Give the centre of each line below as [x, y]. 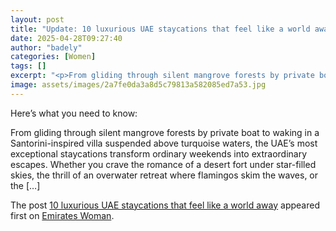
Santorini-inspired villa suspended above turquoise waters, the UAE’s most [164, 143]
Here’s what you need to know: [74, 113]
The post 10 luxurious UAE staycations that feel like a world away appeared [165, 205]
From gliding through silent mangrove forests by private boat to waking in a [165, 132]
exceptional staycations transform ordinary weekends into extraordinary [159, 153]
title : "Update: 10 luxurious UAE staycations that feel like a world [160, 29]
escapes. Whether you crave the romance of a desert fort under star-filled [163, 164]
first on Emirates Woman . [62, 215]
